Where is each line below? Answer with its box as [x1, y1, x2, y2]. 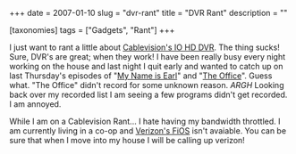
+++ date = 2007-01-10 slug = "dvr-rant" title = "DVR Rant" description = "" [9, 8, 288, 18]
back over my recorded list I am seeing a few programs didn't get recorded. [9, 89, 288, 100]
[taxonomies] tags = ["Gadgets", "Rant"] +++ [9, 25, 175, 35]
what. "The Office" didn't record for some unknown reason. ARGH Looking [9, 80, 284, 90]
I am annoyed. [9, 99, 62, 109]
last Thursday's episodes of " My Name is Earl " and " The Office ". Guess [9, 70, 273, 81]
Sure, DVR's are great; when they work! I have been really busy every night [9, 52, 286, 61]
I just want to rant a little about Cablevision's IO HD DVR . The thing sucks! [9, 42, 280, 53]
